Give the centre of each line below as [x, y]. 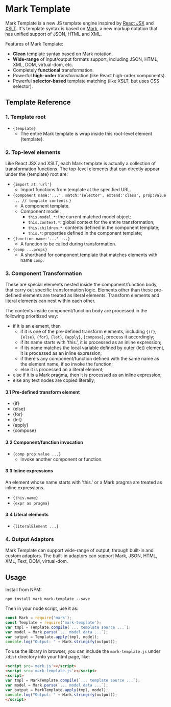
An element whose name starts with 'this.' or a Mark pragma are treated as [84, 482]
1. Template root [26, 117]
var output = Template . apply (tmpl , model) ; [52, 637]
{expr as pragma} [31, 503]
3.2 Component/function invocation [44, 442]
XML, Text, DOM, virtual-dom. [37, 561]
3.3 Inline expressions [29, 471]
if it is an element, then [37, 326]
